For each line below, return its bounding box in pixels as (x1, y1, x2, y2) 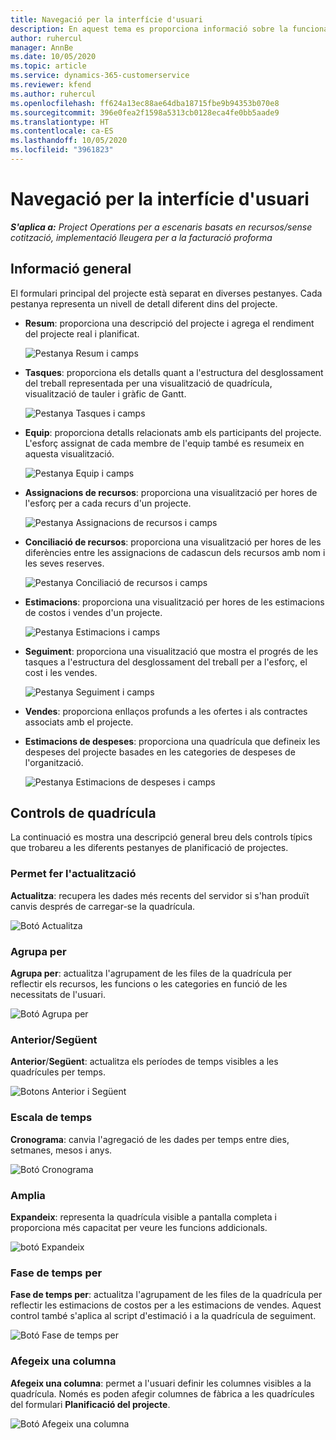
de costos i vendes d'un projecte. (24, 606, 163, 618)
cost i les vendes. (24, 666, 98, 678)
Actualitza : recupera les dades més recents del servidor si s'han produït (10, 889, 310, 901)
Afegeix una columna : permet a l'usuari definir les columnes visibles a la (10, 1377, 312, 1389)
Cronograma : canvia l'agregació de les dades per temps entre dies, (10, 1133, 290, 1145)
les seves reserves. (24, 557, 105, 569)
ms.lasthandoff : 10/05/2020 (10, 136, 128, 146)
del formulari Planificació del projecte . (10, 1398, 171, 1410)
